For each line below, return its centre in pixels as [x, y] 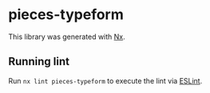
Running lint [39, 62]
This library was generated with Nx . [67, 37]
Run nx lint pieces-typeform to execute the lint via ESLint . [105, 80]
